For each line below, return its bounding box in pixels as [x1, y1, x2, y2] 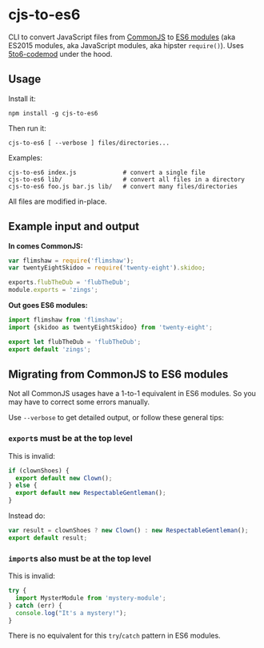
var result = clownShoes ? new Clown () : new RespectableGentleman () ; [8, 527, 249, 535]
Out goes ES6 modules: [8, 301, 88, 310]
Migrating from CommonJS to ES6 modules [8, 367, 229, 381]
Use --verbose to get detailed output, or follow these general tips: [8, 413, 224, 423]
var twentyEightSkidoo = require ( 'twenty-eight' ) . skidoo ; [8, 264, 206, 272]
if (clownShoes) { [8, 467, 70, 475]
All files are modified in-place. [8, 196, 107, 206]
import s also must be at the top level [8, 553, 152, 564]
